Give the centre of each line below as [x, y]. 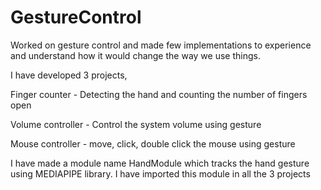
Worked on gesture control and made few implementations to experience [161, 45]
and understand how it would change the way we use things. [135, 55]
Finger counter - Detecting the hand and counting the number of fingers [159, 94]
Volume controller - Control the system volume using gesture [136, 124]
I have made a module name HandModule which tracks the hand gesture [160, 163]
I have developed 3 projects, [69, 75]
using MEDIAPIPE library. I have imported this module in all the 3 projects [160, 173]
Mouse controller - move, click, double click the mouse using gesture [153, 143]
